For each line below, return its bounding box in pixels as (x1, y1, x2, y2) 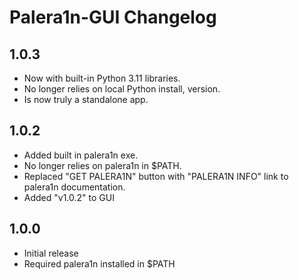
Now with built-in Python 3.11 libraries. (23, 72, 181, 84)
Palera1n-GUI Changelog (9, 6, 217, 29)
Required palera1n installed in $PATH (23, 257, 176, 270)
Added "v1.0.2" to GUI (23, 191, 115, 203)
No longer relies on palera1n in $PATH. (23, 159, 182, 171)
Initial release (23, 247, 79, 259)
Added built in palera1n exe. (23, 149, 139, 161)
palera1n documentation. (23, 181, 126, 193)
